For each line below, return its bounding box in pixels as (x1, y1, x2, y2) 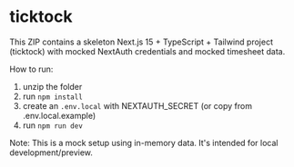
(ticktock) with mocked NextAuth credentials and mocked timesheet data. (9, 45, 286, 56)
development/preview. (9, 147, 94, 158)
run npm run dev (22, 120, 84, 131)
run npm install (22, 91, 84, 102)
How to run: (9, 64, 54, 74)
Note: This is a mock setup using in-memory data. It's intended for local (9, 137, 279, 148)
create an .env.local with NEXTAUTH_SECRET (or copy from (22, 100, 253, 111)
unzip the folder (22, 81, 83, 92)
